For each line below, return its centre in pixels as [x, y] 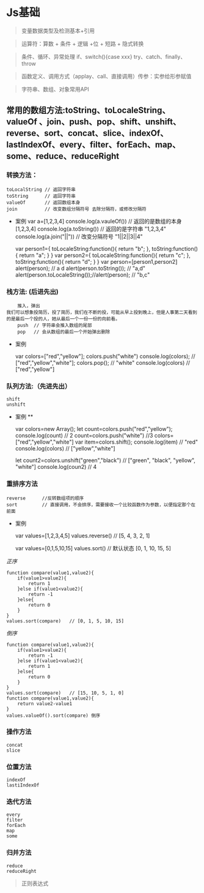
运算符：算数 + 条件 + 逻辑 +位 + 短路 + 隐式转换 [82, 43]
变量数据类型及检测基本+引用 [58, 31]
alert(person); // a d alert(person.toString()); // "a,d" [80, 268]
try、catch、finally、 [160, 56]
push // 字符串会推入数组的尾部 [55, 325]
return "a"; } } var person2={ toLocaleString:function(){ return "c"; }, [105, 255]
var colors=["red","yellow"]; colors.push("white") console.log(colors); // [105, 356]
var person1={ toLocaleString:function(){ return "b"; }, [83, 248]
